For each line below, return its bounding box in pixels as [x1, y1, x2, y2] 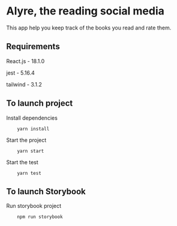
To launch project [6, 98, 73, 109]
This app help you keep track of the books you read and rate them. [6, 24, 172, 31]
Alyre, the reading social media [6, 4, 165, 18]
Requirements [6, 41, 60, 52]
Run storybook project [6, 203, 62, 210]
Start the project [6, 136, 47, 144]
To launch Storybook [6, 186, 86, 197]
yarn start [17, 148, 44, 154]
